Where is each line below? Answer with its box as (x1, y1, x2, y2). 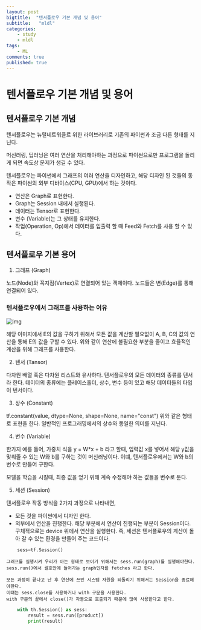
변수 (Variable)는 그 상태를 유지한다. (14, 214, 101, 222)
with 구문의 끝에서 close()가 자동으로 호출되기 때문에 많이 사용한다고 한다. (6, 596, 175, 603)
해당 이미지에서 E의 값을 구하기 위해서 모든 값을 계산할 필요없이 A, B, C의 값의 (6, 330, 189, 337)
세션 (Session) (14, 486, 50, 494)
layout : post (6, 8, 39, 15)
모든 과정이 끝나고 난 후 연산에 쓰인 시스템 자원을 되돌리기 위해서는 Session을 (6, 577, 179, 583)
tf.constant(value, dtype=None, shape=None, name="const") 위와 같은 (6, 412, 181, 419)
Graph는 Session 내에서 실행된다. (14, 199, 95, 207)
